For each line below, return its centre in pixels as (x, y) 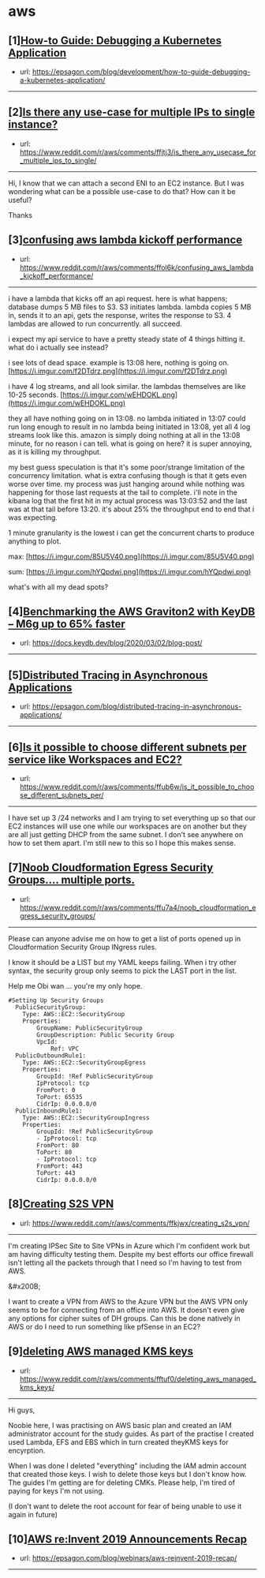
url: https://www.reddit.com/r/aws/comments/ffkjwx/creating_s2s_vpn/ (134, 1223)
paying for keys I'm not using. (56, 1490)
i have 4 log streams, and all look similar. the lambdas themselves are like (127, 386)
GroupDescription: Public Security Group (106, 1035)
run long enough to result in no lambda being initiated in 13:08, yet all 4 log (129, 426)
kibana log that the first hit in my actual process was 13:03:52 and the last (128, 500)
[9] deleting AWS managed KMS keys (101, 1352)
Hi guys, (22, 1410)
